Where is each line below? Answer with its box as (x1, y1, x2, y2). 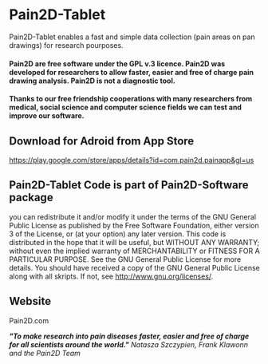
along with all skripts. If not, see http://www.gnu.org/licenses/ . (9, 271, 214, 281)
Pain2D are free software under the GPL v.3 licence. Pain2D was (9, 58, 226, 69)
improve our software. (9, 111, 85, 121)
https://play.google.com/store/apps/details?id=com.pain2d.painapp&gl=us (9, 155, 254, 164)
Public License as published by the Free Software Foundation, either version (9, 220, 259, 230)
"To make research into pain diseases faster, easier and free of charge (9, 331, 250, 341)
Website (9, 295, 51, 308)
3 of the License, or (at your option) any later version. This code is (9, 229, 227, 239)
